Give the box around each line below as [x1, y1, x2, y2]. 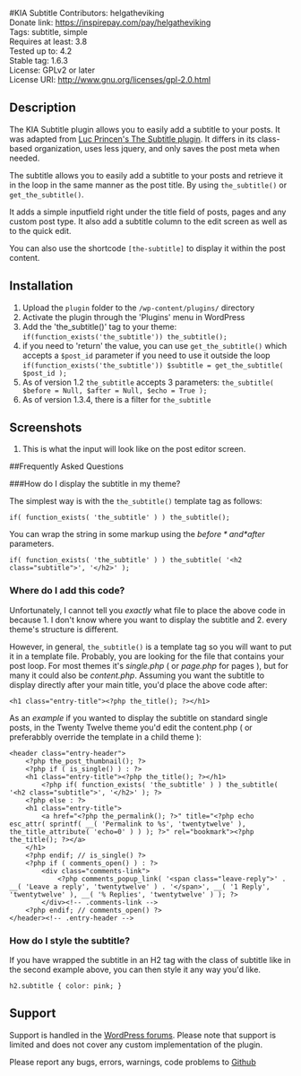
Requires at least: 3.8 [9, 36, 88, 47]
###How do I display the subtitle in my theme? [9, 479, 181, 490]
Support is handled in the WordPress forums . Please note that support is [9, 1029, 276, 1040]
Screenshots [9, 421, 82, 436]
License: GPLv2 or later [9, 65, 96, 75]
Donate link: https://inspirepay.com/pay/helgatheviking [9, 17, 211, 28]
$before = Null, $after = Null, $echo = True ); [21, 386, 208, 395]
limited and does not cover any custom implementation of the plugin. [9, 1039, 262, 1050]
